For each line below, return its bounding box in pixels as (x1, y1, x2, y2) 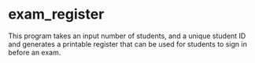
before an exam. (8, 47, 61, 57)
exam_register (8, 5, 105, 23)
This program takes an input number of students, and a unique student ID (8, 31, 246, 40)
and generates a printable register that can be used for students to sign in (8, 39, 248, 48)
